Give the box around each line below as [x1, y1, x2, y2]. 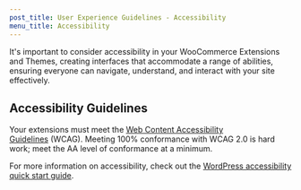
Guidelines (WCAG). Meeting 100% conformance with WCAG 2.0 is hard [9, 134, 275, 144]
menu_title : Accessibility [9, 22, 110, 30]
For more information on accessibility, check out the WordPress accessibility [9, 160, 292, 171]
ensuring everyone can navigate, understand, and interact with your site [9, 65, 275, 76]
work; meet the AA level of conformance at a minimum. [9, 143, 213, 154]
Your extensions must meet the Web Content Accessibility [9, 125, 224, 135]
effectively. [9, 74, 51, 85]
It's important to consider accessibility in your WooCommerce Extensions [9, 46, 280, 56]
